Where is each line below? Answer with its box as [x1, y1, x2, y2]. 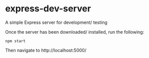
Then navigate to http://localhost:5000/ [5, 47, 87, 53]
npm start [5, 38, 26, 44]
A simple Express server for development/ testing [5, 19, 108, 25]
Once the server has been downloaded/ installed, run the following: [5, 29, 144, 35]
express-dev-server [5, 3, 91, 14]
